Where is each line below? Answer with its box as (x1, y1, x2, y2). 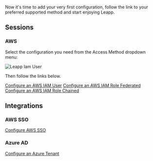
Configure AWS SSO (5, 127, 46, 133)
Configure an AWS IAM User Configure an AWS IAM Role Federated (5, 82, 141, 88)
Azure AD (5, 140, 28, 146)
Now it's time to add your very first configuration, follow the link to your (5, 4, 149, 10)
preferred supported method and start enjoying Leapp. (5, 9, 115, 15)
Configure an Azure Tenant (5, 150, 59, 156)
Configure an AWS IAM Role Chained (5, 88, 79, 93)
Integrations (5, 102, 43, 110)
